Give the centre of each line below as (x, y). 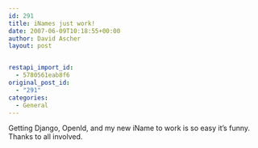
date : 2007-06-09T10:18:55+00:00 (64, 31)
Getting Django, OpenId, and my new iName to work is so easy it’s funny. (129, 128)
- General (32, 105)
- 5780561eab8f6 (43, 75)
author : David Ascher (45, 38)
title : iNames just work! (52, 23)
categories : (28, 98)
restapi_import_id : (41, 68)
